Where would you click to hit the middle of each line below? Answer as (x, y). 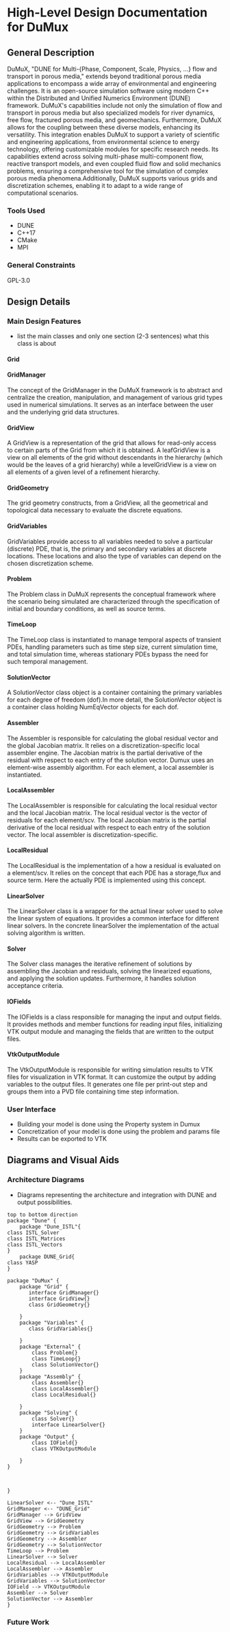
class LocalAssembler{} (65, 1388)
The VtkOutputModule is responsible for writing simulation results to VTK (110, 1069)
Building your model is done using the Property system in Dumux (108, 1124)
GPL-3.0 (19, 280)
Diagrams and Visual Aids (63, 1160)
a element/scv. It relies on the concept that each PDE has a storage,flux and (114, 873)
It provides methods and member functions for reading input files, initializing (115, 1024)
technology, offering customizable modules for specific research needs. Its (113, 149)
